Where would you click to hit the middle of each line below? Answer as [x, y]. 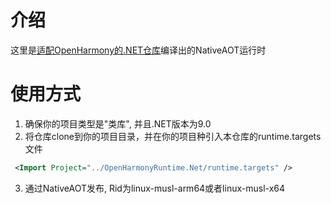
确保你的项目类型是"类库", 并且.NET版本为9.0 [118, 123]
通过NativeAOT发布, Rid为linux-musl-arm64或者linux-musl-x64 [155, 188]
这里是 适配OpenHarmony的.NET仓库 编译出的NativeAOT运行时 [138, 50]
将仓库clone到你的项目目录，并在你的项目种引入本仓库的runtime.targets [173, 136]
